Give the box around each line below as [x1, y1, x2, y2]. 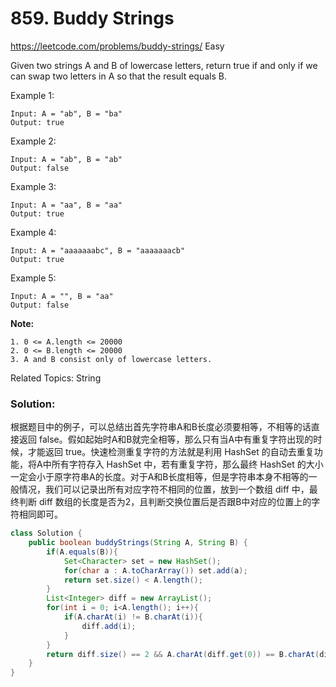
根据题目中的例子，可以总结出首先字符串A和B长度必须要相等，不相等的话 [10, 421, 312, 433]
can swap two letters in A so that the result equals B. [10, 70, 227, 82]
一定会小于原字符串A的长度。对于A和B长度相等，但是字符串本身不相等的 [10, 471, 309, 483]
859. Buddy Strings [10, 7, 175, 30]
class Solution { [10, 528, 83, 539]
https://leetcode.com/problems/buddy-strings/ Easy [10, 40, 225, 52]
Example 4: [10, 226, 57, 238]
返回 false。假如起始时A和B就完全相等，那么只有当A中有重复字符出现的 [18, 433, 314, 446]
